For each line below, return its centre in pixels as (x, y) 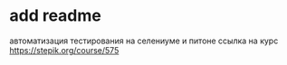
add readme (55, 16)
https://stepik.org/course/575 (64, 50)
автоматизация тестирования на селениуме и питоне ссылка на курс (144, 41)
